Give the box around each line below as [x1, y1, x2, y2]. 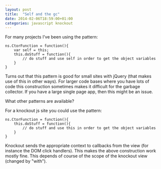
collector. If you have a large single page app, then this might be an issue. [5, 89, 153, 95]
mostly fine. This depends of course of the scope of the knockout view [5, 153, 148, 159]
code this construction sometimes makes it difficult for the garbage [5, 84, 141, 90]
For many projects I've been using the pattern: [5, 34, 98, 40]
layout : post [5, 7, 32, 12]
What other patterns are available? [5, 98, 75, 104]
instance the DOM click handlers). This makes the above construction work [5, 148, 156, 154]
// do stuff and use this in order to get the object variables [22, 126, 156, 131]
